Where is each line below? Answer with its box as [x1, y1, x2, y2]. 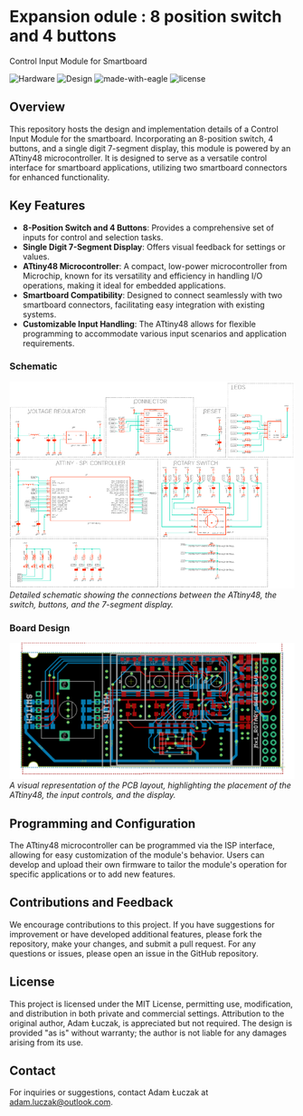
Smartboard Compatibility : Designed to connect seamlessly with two [22, 289, 283, 300]
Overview [9, 100, 66, 115]
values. [22, 251, 50, 262]
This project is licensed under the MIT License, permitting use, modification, [9, 998, 294, 1009]
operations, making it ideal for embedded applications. [22, 279, 226, 291]
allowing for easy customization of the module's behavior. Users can [9, 849, 265, 860]
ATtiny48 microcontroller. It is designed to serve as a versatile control [9, 152, 268, 163]
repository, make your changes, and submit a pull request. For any [9, 938, 256, 949]
